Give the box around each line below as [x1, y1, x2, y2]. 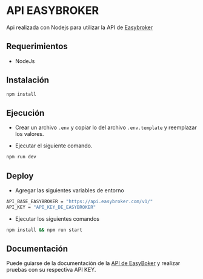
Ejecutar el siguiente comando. [15, 142, 93, 149]
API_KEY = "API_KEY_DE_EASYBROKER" [6, 204, 96, 210]
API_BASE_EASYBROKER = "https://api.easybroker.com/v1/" [6, 198, 153, 204]
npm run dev [6, 154, 36, 160]
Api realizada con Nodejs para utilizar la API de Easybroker [6, 24, 153, 31]
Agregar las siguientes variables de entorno [15, 186, 124, 194]
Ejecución [6, 107, 45, 118]
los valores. [15, 130, 44, 138]
